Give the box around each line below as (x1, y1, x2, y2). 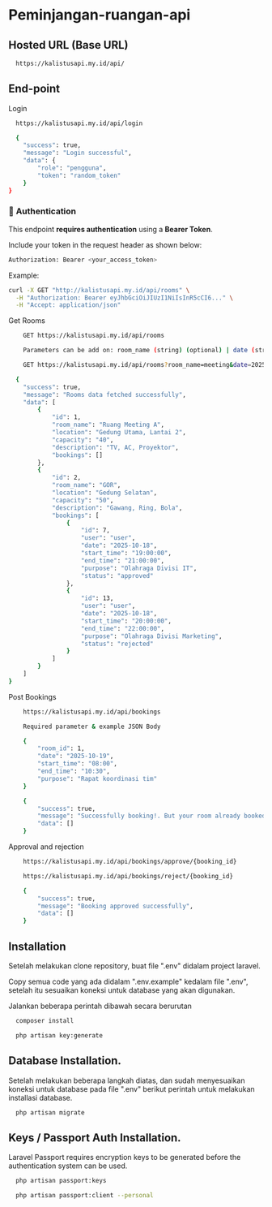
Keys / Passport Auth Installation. (8, 1131, 181, 1144)
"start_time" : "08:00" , (37, 760, 117, 768)
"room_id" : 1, (37, 744, 85, 752)
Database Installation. (8, 1054, 121, 1068)
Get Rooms (8, 316, 46, 325)
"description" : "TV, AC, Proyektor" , (51, 443, 180, 451)
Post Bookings (8, 692, 57, 701)
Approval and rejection (8, 842, 84, 851)
